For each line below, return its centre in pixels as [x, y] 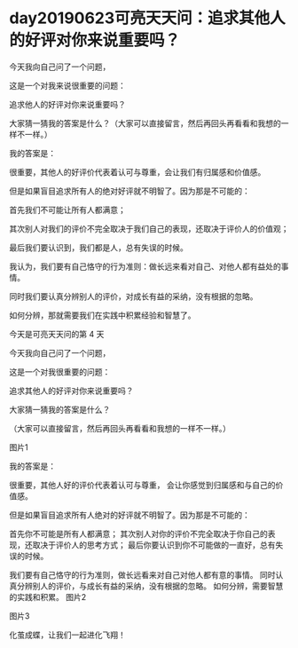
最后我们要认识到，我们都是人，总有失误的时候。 [98, 247]
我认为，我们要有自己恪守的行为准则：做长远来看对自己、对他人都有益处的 [145, 266]
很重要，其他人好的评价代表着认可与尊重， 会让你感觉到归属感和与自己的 [142, 485]
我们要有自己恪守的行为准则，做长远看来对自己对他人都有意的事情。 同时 [142, 574]
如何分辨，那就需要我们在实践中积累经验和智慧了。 [102, 315]
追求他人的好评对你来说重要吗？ [67, 104]
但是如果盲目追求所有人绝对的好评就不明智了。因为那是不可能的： [129, 515]
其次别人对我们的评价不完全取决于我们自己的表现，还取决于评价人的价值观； [149, 228]
